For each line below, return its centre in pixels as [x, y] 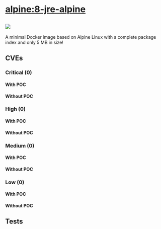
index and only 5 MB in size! [34, 42]
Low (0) [15, 182]
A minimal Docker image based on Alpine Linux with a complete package [81, 37]
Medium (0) [20, 145]
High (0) [16, 109]
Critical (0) [19, 72]
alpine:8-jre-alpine [46, 9]
